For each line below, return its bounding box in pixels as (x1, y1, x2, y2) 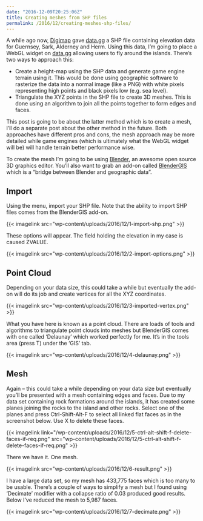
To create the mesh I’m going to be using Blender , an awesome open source (6, 156, 196, 163)
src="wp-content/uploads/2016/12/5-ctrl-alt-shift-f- (51, 435, 182, 442)
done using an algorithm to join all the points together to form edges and (15, 100, 196, 107)
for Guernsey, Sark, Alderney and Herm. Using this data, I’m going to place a (6, 43, 198, 50)
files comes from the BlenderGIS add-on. (6, 208, 109, 216)
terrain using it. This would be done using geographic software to (15, 74, 179, 82)
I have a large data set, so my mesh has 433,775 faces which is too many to (6, 477, 196, 484)
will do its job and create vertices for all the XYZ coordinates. (14, 290, 167, 297)
